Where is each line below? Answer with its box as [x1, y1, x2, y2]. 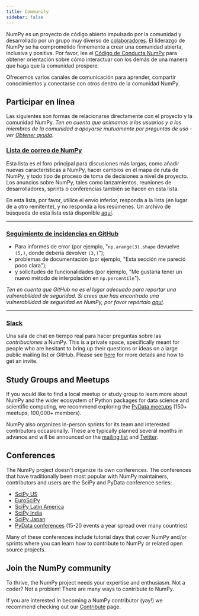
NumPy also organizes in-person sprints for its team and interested [6, 421, 170, 428]
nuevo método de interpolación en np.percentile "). [14, 274, 141, 282]
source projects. [6, 546, 46, 553]
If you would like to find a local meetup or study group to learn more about [6, 391, 188, 398]
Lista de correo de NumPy [6, 146, 82, 155]
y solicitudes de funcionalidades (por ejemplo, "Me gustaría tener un [14, 268, 182, 275]
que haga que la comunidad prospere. [6, 62, 99, 69]
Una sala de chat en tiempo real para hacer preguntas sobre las [6, 333, 162, 340]
